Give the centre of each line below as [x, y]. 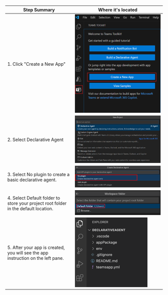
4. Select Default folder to [34, 198]
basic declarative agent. [32, 180]
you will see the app [28, 253]
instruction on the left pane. [35, 258]
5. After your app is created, [36, 248]
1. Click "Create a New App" [36, 64]
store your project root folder [37, 203]
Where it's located [118, 10]
